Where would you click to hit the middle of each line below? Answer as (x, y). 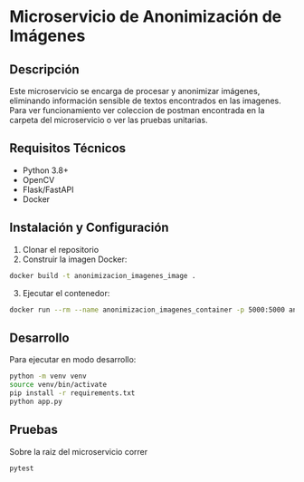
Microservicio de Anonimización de (146, 17)
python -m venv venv (48, 376)
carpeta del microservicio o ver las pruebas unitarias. (109, 120)
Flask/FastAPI (48, 189)
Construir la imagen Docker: (75, 259)
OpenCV (38, 179)
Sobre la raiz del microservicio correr (78, 451)
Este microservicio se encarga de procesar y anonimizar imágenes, (135, 91)
